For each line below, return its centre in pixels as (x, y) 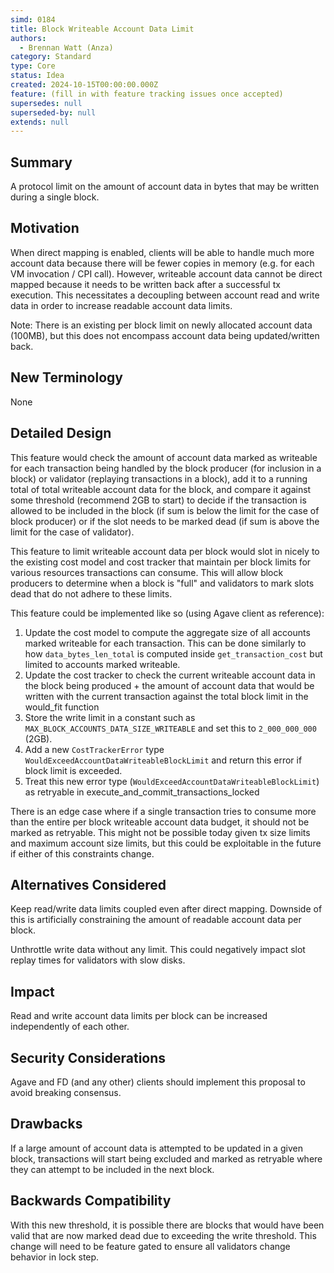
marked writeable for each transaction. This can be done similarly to (165, 643)
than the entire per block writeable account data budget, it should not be (160, 822)
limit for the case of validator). (72, 532)
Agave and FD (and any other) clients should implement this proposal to (158, 1082)
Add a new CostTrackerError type (94, 749)
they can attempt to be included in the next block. (112, 1169)
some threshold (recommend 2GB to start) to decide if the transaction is (158, 500)
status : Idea (37, 76)
